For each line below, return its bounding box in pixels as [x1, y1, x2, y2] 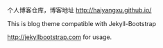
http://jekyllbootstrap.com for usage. [7, 33, 112, 41]
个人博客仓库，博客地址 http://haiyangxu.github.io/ [7, 6, 152, 14]
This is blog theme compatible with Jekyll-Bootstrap [7, 20, 156, 27]
